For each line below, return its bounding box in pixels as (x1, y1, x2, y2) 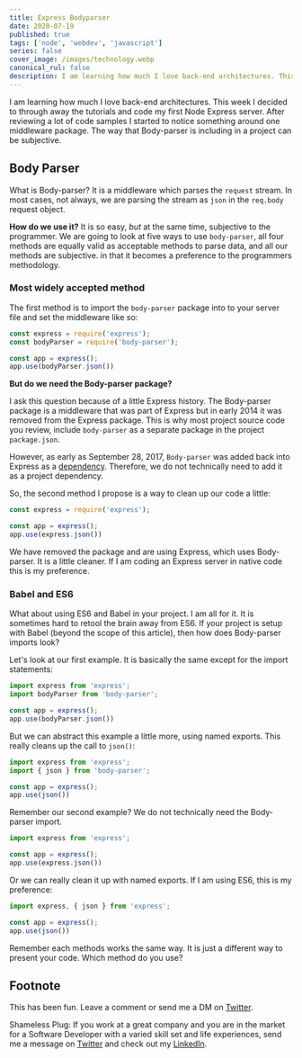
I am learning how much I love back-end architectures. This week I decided (9, 96, 288, 107)
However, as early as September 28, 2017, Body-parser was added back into (9, 452, 290, 462)
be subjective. (9, 134, 62, 145)
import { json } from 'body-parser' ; (9, 766, 151, 775)
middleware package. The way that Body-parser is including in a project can (9, 125, 292, 136)
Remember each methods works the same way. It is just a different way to (9, 942, 283, 954)
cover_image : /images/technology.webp (9, 55, 155, 64)
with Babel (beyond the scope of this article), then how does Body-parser (9, 627, 281, 639)
